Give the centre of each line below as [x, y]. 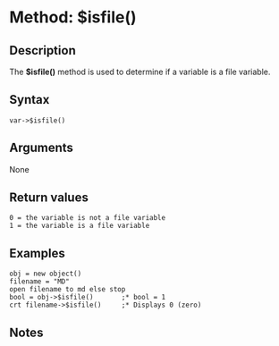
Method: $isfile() [73, 17]
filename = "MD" [39, 282]
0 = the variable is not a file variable [88, 218]
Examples [37, 253]
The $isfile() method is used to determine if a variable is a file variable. [140, 72]
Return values [49, 198]
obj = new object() [46, 274]
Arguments [42, 148]
